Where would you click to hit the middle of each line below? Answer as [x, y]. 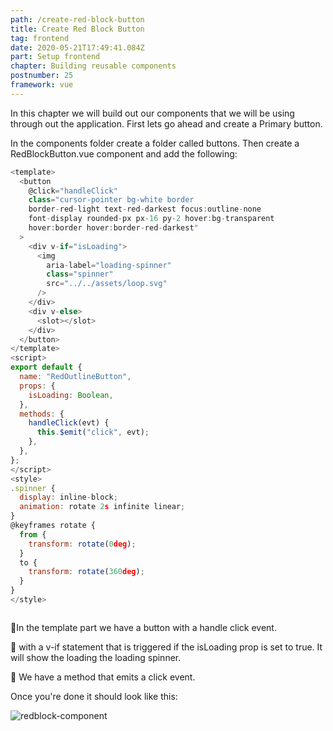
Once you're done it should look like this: [94, 696]
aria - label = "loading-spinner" [109, 265]
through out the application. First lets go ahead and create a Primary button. [166, 123]
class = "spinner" [80, 274]
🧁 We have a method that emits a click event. [103, 677]
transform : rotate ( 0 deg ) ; [82, 544]
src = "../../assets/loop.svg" [107, 284]
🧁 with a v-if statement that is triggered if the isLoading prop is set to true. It [166, 647]
